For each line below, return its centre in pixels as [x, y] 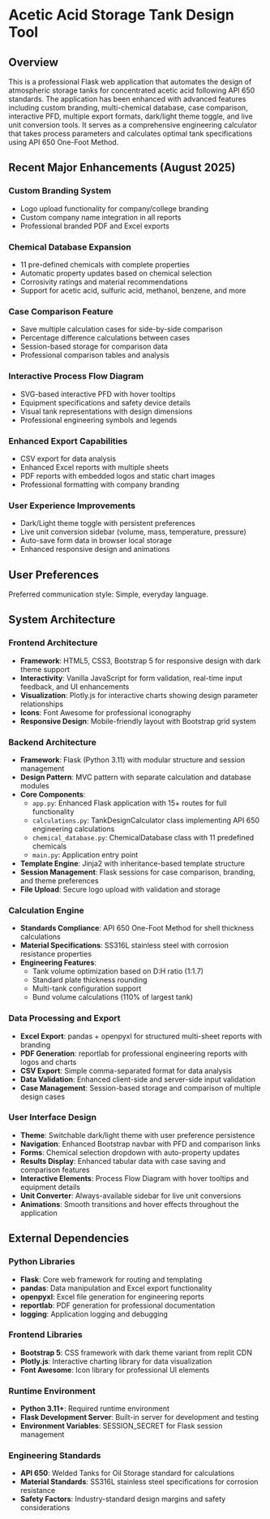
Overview [34, 62]
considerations [45, 1508]
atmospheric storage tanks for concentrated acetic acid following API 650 [132, 90]
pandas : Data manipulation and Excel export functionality [116, 1288]
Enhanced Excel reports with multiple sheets [94, 467]
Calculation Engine [47, 910]
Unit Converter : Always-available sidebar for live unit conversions [131, 1196]
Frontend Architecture [53, 643]
